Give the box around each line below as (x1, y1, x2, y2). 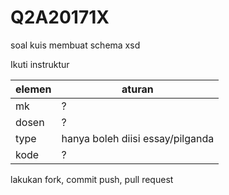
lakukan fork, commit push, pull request (10, 173, 174, 185)
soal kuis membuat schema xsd (10, 39, 141, 51)
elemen (15, 82, 52, 96)
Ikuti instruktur (10, 58, 70, 70)
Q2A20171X (10, 6, 110, 29)
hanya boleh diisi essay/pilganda (61, 131, 215, 145)
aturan (121, 82, 154, 96)
